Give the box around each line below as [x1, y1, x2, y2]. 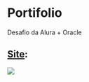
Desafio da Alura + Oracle [7, 28, 82, 36]
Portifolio [7, 5, 62, 21]
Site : [7, 48, 28, 60]
